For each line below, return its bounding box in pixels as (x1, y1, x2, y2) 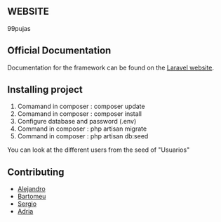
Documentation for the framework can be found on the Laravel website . (7, 63, 214, 72)
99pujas (7, 24, 31, 32)
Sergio (17, 200, 37, 208)
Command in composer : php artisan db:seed (17, 132, 149, 141)
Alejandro (17, 185, 46, 193)
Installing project (7, 84, 83, 96)
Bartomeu (17, 192, 46, 201)
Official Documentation (7, 45, 112, 57)
